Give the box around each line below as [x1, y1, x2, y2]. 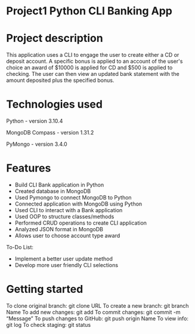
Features [6, 161, 51, 175]
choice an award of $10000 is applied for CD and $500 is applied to [6, 64, 173, 71]
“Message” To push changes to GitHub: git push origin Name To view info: [6, 315, 189, 322]
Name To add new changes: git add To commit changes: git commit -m [6, 308, 181, 315]
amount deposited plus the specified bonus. [6, 76, 114, 84]
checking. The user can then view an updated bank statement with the [6, 71, 180, 78]
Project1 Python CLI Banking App [6, 4, 173, 18]
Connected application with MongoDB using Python [14, 200, 143, 207]
